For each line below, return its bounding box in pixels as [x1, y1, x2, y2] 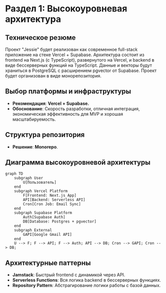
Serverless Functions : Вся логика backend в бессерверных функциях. [12, 277, 162, 283]
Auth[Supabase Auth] [23, 215, 66, 220]
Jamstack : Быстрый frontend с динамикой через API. [12, 272, 125, 278]
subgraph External [14, 228, 52, 233]
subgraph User [14, 176, 43, 181]
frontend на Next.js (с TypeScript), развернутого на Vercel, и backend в [5, 57, 155, 63]
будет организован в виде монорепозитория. [5, 73, 102, 78]
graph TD [5, 171, 23, 176]
